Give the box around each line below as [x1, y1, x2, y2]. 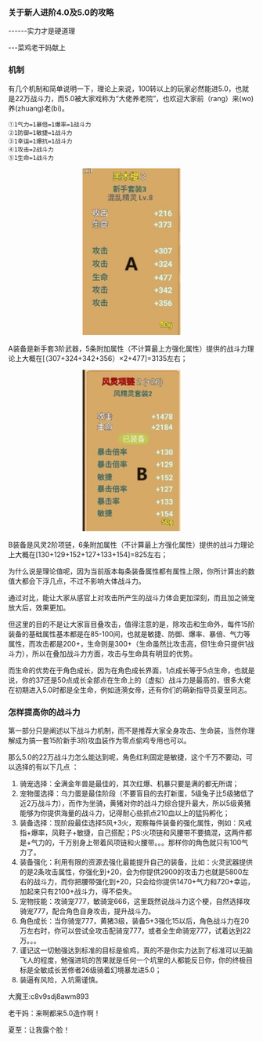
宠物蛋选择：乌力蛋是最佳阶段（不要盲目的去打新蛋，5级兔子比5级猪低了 [19, 789, 254, 798]
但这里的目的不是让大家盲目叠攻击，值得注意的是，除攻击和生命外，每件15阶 [8, 619, 255, 628]
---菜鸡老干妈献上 [8, 43, 67, 53]
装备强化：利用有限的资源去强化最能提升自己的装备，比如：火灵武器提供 [19, 858, 253, 867]
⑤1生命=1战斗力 [8, 154, 54, 162]
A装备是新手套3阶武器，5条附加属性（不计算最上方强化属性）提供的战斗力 [8, 344, 248, 353]
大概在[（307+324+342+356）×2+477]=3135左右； [21, 353, 188, 363]
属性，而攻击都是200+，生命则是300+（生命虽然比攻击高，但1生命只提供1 [8, 639, 248, 648]
